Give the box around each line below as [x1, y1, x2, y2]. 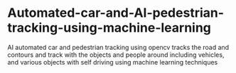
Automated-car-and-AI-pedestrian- [7, 5, 225, 21]
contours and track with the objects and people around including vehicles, [7, 51, 225, 59]
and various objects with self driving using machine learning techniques [7, 58, 218, 66]
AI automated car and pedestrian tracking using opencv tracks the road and [7, 43, 230, 51]
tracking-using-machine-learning [7, 20, 212, 36]
